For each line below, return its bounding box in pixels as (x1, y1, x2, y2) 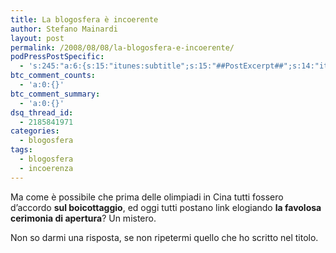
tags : (10, 145, 33, 155)
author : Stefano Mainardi (10, 24, 118, 34)
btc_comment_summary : (10, 89, 101, 99)
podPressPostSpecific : (10, 52, 105, 62)
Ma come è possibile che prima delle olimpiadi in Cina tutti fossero (10, 191, 284, 203)
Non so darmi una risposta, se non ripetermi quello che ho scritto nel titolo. (10, 231, 319, 243)
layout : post (10, 33, 65, 43)
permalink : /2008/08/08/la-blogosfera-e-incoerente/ (10, 42, 235, 53)
